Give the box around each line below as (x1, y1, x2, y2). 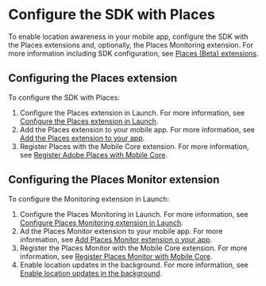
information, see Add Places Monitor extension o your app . (19, 235, 213, 244)
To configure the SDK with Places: (8, 93, 121, 102)
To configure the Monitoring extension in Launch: (8, 194, 169, 204)
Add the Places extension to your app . (19, 133, 145, 143)
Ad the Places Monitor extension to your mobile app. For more (19, 226, 223, 235)
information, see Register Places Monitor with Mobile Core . (19, 251, 213, 261)
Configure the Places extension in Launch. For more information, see (19, 108, 245, 117)
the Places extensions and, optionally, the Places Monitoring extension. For (8, 40, 254, 49)
